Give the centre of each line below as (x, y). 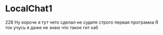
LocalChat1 (29, 9)
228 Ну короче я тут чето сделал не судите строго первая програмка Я (82, 22)
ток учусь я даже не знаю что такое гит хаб (52, 27)
